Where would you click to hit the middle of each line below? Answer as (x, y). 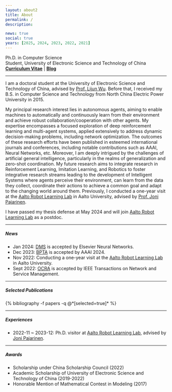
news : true (17, 34)
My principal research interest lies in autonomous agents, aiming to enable (84, 109)
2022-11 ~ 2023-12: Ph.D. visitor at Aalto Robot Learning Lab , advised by (89, 333)
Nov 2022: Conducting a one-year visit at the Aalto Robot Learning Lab (88, 257)
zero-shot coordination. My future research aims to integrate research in (82, 164)
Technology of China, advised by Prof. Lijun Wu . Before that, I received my (84, 89)
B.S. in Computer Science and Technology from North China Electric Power (84, 94)
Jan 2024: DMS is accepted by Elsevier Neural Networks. (73, 247)
